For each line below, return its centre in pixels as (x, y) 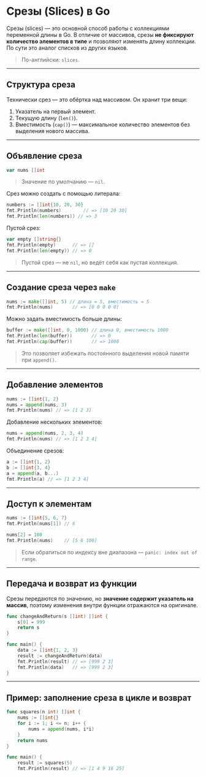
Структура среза (41, 85)
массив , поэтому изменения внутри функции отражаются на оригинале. (102, 605)
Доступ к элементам (49, 504)
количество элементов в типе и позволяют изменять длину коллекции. (101, 41)
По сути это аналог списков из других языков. (67, 48)
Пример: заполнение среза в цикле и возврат (99, 698)
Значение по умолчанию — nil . (63, 182)
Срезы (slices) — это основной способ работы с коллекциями (88, 28)
